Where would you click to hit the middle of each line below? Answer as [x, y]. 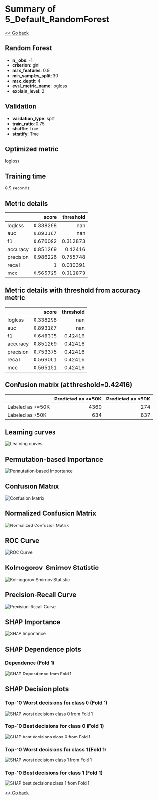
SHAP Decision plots [37, 689]
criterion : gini [26, 65]
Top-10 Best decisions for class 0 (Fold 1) [54, 726]
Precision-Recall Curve [41, 595]
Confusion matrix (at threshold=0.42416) [69, 385]
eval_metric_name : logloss [39, 86]
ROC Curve [22, 541]
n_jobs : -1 [22, 60]
